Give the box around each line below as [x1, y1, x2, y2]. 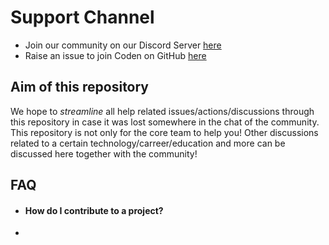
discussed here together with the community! [10, 147, 198, 160]
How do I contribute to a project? [24, 204, 164, 216]
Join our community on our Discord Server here [24, 39, 222, 51]
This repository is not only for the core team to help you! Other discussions [10, 126, 319, 138]
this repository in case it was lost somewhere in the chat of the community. [10, 116, 320, 128]
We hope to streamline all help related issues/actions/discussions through [10, 105, 315, 117]
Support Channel [10, 6, 155, 29]
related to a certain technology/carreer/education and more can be [10, 137, 286, 149]
